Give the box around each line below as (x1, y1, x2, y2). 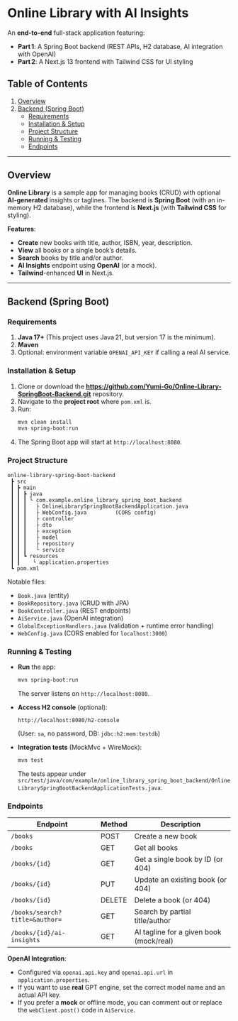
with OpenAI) (17, 50, 57, 58)
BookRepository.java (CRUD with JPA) (17, 599, 130, 607)
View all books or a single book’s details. (17, 246, 137, 254)
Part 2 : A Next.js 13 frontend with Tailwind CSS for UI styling (17, 57, 193, 65)
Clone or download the (17, 382, 85, 391)
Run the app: (17, 662, 56, 671)
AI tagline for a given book (134, 927, 222, 937)
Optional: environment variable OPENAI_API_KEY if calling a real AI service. (17, 348, 231, 356)
